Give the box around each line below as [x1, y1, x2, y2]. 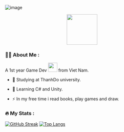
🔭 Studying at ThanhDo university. [12, 77, 81, 83]
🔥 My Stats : [5, 110, 35, 117]
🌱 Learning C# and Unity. [12, 86, 63, 92]
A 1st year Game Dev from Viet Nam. [5, 67, 89, 73]
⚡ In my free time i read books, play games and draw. [12, 96, 120, 102]
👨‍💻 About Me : [5, 51, 40, 58]
